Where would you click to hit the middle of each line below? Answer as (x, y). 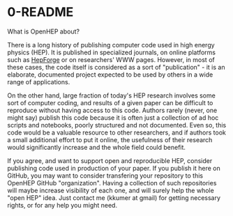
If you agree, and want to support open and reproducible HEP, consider (110, 160)
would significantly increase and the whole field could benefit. (97, 147)
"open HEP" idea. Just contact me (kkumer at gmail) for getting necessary (114, 198)
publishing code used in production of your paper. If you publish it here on (114, 168)
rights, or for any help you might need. (62, 205)
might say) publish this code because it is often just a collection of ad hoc (113, 117)
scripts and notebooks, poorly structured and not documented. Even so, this (117, 125)
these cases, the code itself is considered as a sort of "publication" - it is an (116, 67)
